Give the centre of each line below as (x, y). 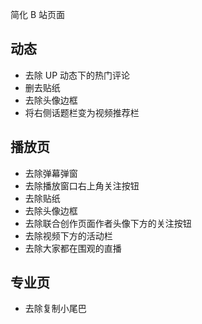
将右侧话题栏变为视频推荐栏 (82, 112)
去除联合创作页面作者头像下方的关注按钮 (108, 223)
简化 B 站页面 (38, 14)
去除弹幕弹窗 (51, 173)
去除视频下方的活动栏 (68, 235)
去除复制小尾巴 (55, 309)
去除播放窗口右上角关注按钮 (82, 185)
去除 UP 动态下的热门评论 (77, 75)
